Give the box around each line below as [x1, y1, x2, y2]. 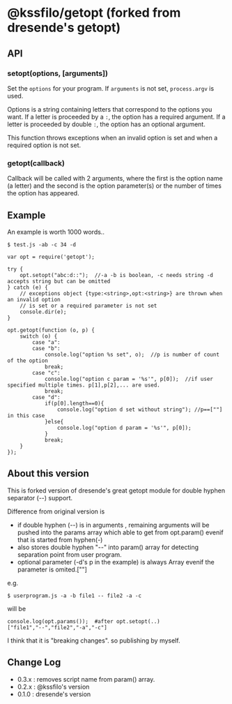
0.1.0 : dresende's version [17, 689, 91, 698]
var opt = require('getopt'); [7, 253, 95, 260]
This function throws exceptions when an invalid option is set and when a [7, 133, 218, 142]
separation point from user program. [17, 550, 122, 559]
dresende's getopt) [7, 20, 121, 36]
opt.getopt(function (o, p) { [7, 327, 95, 334]
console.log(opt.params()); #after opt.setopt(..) [7, 617, 160, 625]
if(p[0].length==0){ [44, 400, 105, 407]
